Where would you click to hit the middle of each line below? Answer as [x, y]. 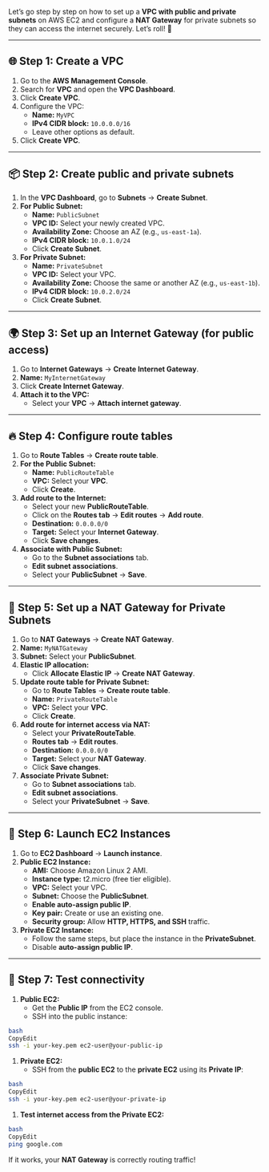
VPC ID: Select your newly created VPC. [98, 223]
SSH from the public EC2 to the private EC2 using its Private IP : [138, 1069]
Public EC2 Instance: [55, 862]
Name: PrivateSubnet [68, 266]
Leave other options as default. [83, 132]
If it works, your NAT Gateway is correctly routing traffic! [102, 1159]
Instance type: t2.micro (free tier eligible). [101, 878]
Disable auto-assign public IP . [82, 947]
